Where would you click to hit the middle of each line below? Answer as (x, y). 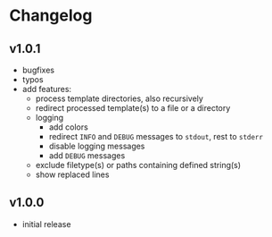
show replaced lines (72, 174)
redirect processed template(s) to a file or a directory (133, 108)
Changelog (51, 16)
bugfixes (38, 70)
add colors (69, 127)
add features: (47, 89)
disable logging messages (97, 146)
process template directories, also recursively (119, 98)
